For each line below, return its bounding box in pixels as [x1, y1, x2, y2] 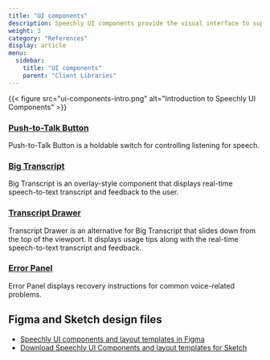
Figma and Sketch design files [8, 313, 162, 326]
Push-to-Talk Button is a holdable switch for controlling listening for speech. [8, 140, 260, 149]
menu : [8, 49, 27, 57]
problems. [8, 289, 42, 299]
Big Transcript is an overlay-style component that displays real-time [8, 178, 233, 189]
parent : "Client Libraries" [22, 72, 117, 80]
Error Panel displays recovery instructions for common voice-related [8, 280, 235, 290]
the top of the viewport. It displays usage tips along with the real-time [8, 234, 239, 243]
